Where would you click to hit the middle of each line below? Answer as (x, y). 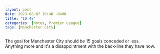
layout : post (18, 9)
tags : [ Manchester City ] (30, 27)
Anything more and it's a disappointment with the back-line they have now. (80, 46)
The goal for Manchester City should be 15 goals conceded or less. (72, 41)
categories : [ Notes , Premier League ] (43, 23)
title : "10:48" (20, 18)
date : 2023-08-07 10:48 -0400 (36, 14)
